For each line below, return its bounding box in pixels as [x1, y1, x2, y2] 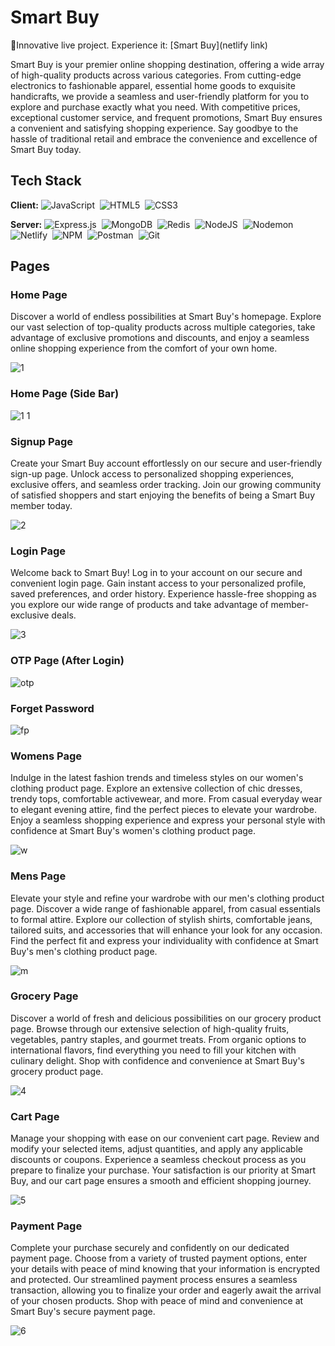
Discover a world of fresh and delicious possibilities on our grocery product [10, 1012, 322, 1024]
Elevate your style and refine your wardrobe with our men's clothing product [10, 892, 325, 904]
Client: [10, 199, 39, 211]
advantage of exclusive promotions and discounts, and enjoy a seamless [10, 332, 310, 344]
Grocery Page [10, 989, 79, 1003]
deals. [51, 609, 77, 621]
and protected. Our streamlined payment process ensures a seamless [10, 1274, 298, 1286]
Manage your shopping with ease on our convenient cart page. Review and [10, 1132, 320, 1145]
